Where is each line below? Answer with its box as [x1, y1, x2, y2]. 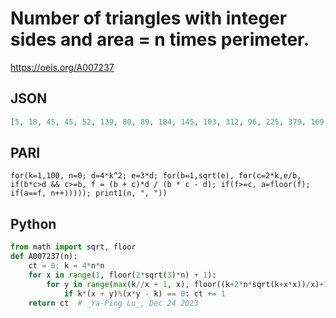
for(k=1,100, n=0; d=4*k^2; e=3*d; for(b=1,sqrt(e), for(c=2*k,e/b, [10, 171, 302, 181]
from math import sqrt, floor [10, 242, 137, 252]
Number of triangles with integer [10, 7, 288, 30]
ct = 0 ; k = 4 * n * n [28, 261, 105, 271]
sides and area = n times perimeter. [10, 28, 310, 51]
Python [10, 215, 57, 232]
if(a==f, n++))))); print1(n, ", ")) [10, 188, 168, 199]
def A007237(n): [10, 252, 78, 262]
